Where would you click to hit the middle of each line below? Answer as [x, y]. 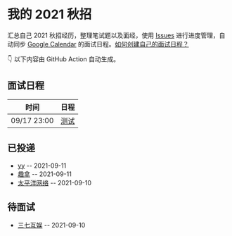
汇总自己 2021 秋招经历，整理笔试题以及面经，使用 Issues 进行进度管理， [113, 35]
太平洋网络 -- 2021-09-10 [54, 182]
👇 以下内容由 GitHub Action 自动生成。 [63, 59]
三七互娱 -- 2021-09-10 [51, 225]
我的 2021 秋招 [50, 14]
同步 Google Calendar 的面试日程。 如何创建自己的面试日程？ [101, 44]
